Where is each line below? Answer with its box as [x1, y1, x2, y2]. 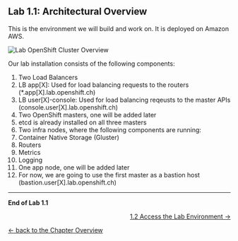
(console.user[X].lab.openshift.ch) [18, 102, 119, 112]
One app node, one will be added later [18, 163, 130, 172]
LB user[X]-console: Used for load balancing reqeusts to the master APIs [18, 95, 231, 104]
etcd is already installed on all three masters [18, 118, 147, 127]
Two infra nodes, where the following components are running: [18, 125, 202, 134]
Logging [18, 155, 43, 164]
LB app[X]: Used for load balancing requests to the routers [18, 81, 189, 89]
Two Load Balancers [18, 73, 78, 81]
